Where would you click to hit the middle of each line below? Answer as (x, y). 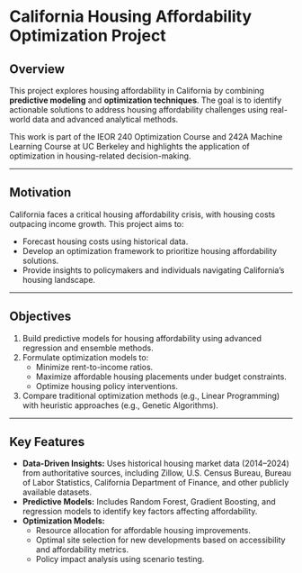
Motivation (40, 192)
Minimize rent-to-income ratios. (94, 367)
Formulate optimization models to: (85, 357)
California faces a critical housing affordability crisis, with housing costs (142, 214)
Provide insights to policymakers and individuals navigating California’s (153, 270)
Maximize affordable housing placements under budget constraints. (161, 377)
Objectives (40, 317)
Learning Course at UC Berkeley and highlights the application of (129, 146)
